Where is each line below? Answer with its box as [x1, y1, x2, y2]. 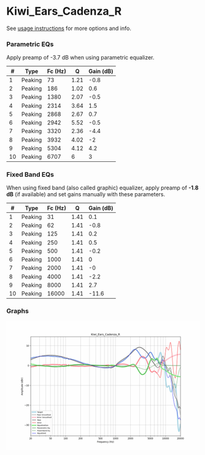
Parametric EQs [6, 40, 54, 48]
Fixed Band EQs [6, 170, 54, 178]
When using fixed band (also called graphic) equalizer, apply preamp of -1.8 [6, 184, 199, 191]
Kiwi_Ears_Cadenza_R [6, 4, 122, 18]
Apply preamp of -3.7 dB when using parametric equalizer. [6, 54, 155, 61]
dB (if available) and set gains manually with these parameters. [6, 191, 166, 198]
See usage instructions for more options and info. [6, 25, 132, 32]
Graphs [6, 307, 29, 315]
